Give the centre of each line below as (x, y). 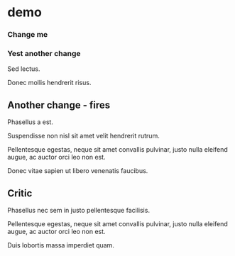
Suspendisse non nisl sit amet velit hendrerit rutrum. (83, 136)
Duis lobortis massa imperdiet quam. (61, 245)
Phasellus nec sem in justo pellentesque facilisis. (79, 211)
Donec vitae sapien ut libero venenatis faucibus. (78, 171)
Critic (20, 193)
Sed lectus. (24, 69)
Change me (28, 35)
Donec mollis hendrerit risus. (49, 83)
